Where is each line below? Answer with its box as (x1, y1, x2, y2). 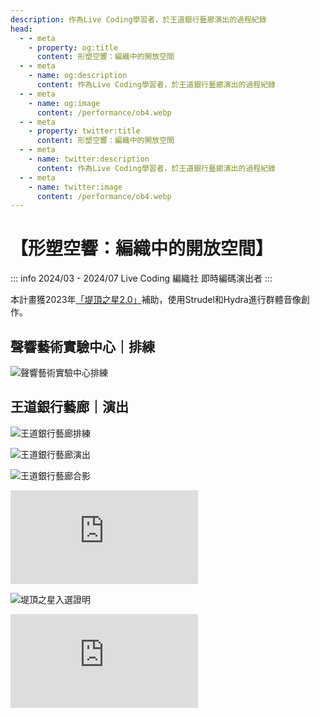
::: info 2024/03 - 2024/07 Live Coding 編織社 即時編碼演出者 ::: (10, 272, 273, 285)
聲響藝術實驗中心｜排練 (10, 338, 155, 355)
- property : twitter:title (28, 126, 141, 136)
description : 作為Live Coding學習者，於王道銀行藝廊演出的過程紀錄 (10, 14, 267, 25)
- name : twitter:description (28, 154, 150, 164)
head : (10, 24, 33, 34)
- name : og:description (28, 71, 128, 81)
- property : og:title (28, 42, 118, 53)
